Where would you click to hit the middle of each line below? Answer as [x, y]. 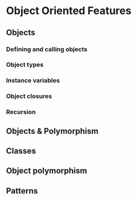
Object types [25, 65]
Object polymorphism [47, 171]
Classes [21, 151]
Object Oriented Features [69, 11]
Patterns [22, 191]
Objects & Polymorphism [52, 131]
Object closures [29, 96]
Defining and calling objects [47, 49]
